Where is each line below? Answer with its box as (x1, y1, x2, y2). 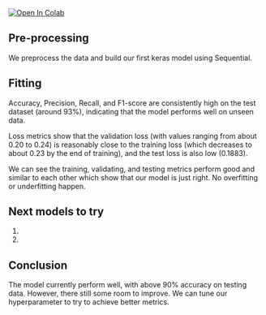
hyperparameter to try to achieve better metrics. (8, 297, 169, 307)
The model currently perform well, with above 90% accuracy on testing (8, 280, 247, 290)
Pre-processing (8, 32, 89, 45)
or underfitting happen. (8, 181, 87, 191)
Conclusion (8, 258, 68, 272)
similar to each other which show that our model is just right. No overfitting (8, 172, 258, 182)
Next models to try (8, 205, 105, 218)
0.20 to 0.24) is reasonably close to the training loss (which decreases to (8, 140, 253, 149)
